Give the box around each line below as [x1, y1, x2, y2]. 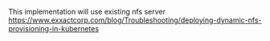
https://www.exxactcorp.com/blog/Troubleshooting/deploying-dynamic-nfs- [8, 15, 262, 25]
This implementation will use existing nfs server [8, 7, 166, 16]
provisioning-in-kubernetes [8, 24, 99, 33]
